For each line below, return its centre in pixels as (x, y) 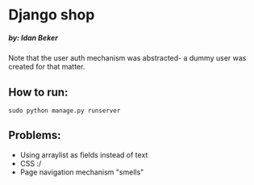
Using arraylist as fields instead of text (84, 154)
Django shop (52, 15)
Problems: (35, 135)
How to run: (38, 92)
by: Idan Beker (33, 37)
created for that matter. (47, 67)
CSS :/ (31, 163)
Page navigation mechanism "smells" (82, 172)
